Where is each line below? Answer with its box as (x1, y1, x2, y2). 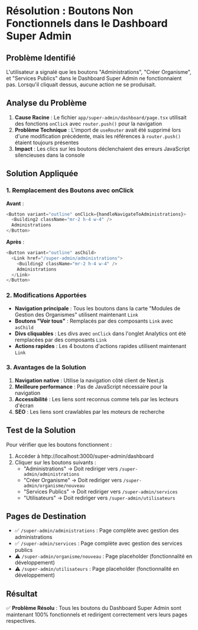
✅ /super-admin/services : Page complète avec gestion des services (14, 540, 183, 547)
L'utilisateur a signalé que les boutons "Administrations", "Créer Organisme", (6, 69, 192, 75)
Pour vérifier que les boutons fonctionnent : (6, 441, 112, 448)
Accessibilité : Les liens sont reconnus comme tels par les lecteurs (14, 395, 179, 402)
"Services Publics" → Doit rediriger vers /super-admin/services (23, 488, 178, 495)
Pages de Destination (6, 511, 87, 521)
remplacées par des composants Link (14, 336, 108, 343)
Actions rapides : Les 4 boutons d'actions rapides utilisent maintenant (14, 342, 187, 349)
